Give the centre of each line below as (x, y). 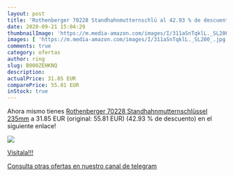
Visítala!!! (20, 153)
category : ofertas (34, 53)
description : (26, 72)
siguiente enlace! (32, 126)
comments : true (29, 46)
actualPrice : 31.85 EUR (42, 78)
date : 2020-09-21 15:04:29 (46, 26)
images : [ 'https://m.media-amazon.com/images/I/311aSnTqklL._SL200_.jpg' (118, 40)
